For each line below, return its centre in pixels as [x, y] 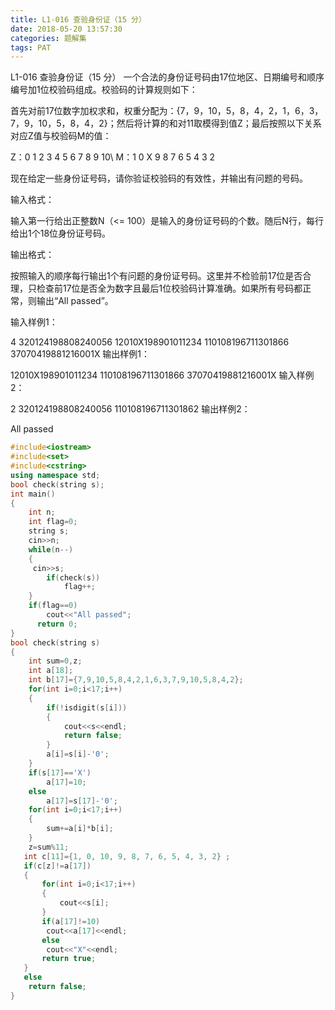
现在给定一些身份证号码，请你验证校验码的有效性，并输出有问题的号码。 [159, 178]
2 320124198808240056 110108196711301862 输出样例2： [130, 409]
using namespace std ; [55, 475]
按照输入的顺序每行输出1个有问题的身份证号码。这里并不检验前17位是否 [156, 276]
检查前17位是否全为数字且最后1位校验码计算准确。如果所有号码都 [169, 288]
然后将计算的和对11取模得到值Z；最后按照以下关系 [219, 123]
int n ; [42, 512]
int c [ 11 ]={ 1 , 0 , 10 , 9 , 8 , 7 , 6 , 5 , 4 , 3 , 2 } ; [127, 856]
